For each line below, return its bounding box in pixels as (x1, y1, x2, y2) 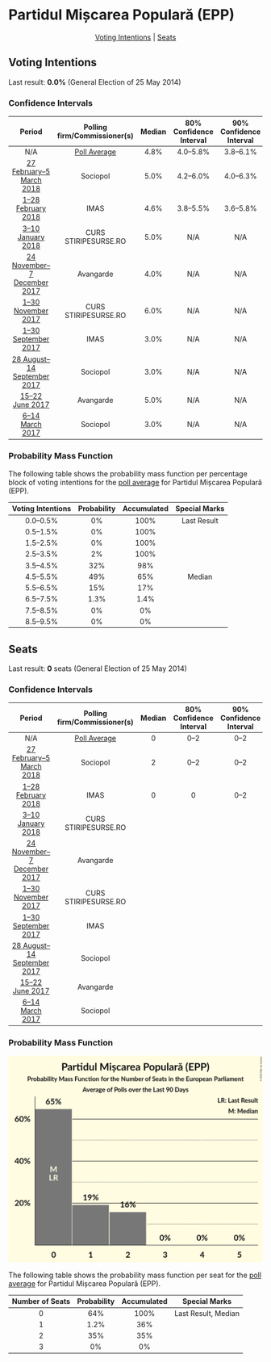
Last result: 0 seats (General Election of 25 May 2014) (8, 664, 188, 673)
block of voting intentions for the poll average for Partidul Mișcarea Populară (8, 477, 262, 487)
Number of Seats (11, 1297, 71, 1306)
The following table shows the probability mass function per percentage (8, 468, 248, 478)
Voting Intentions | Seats (94, 32, 177, 42)
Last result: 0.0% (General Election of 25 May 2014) (8, 77, 181, 86)
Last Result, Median (174, 1308, 240, 1318)
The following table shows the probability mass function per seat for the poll (8, 1270, 262, 1280)
